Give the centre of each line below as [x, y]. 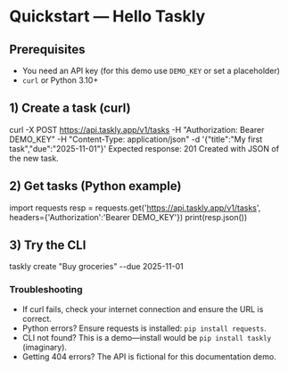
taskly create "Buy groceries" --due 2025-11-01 [97, 267]
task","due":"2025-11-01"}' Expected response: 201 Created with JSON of [144, 148]
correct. [37, 318]
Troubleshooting [46, 290]
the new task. [34, 158]
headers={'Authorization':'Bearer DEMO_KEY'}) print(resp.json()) [128, 217]
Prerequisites [47, 49]
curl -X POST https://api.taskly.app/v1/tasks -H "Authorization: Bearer [137, 129]
